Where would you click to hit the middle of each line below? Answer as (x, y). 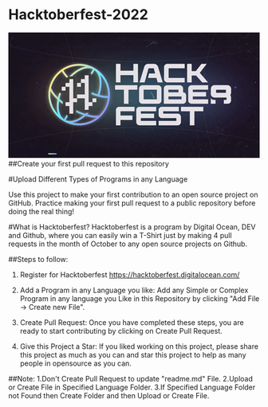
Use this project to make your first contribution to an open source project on (133, 194)
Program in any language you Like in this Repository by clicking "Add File (140, 298)
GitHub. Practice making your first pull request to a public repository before (132, 203)
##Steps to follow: (38, 259)
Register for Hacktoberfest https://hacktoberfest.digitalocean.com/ (130, 274)
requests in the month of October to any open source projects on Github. (128, 244)
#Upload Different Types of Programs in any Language (98, 179)
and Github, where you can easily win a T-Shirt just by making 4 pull (120, 235)
